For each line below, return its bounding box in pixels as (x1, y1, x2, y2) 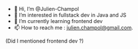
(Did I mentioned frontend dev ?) (5, 37, 84, 44)
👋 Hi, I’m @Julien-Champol (13, 6, 80, 12)
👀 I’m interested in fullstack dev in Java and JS (13, 12, 127, 18)
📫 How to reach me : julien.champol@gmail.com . (13, 24, 133, 31)
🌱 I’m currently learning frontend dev (13, 18, 103, 24)
